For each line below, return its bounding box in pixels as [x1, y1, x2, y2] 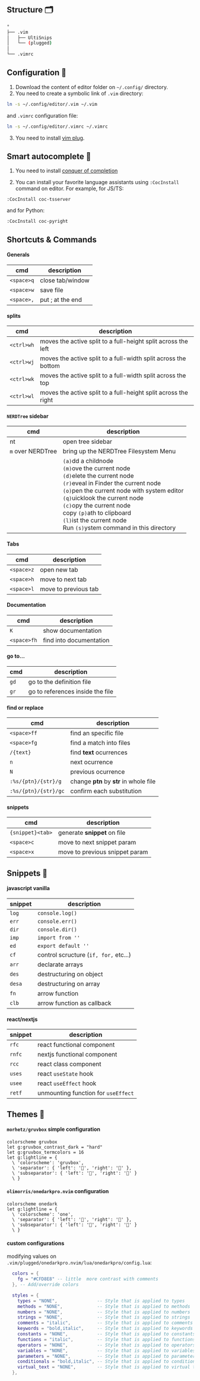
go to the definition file [28, 678, 91, 686]
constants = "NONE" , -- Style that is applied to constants [17, 1331, 196, 1337]
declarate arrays [37, 960, 84, 969]
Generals [7, 251, 30, 258]
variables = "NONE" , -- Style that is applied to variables [17, 1348, 196, 1354]
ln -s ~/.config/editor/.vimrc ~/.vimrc [7, 124, 109, 130]
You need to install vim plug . [15, 134, 85, 141]
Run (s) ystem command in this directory [62, 524, 176, 532]
